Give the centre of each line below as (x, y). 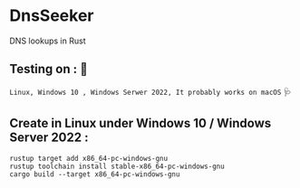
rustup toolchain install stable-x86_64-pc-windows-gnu (117, 166)
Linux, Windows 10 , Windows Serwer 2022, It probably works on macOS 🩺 (150, 91)
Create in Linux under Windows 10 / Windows (140, 123)
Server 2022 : (49, 138)
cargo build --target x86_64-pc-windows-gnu (95, 174)
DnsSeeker (52, 16)
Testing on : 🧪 (49, 69)
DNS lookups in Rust (48, 41)
